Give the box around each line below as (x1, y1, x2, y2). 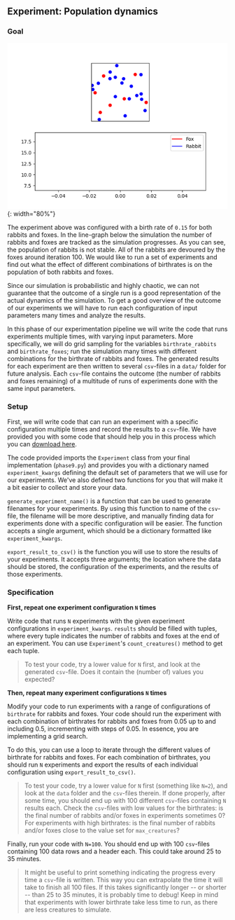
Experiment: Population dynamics (7, 6, 159, 18)
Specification (7, 587, 54, 597)
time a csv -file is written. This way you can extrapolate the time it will (24, 876, 223, 884)
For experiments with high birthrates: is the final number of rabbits (24, 819, 215, 828)
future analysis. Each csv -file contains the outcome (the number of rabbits (7, 369, 222, 378)
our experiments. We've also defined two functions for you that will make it (7, 476, 223, 484)
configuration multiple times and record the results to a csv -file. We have (7, 425, 217, 433)
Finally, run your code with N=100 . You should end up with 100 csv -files (7, 840, 210, 849)
